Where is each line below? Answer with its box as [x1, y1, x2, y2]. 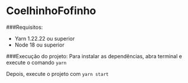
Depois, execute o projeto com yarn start [6, 70, 109, 77]
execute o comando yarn [6, 59, 67, 66]
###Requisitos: [6, 24, 43, 31]
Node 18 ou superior [14, 41, 65, 48]
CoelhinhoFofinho [6, 4, 96, 18]
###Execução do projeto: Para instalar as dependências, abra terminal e [6, 52, 182, 59]
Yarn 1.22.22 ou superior [14, 35, 75, 42]
